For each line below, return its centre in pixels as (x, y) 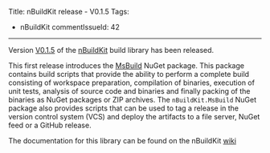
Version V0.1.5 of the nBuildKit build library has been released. (111, 50)
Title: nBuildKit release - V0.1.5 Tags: (69, 12)
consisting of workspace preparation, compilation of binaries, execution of (132, 83)
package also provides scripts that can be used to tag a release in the (124, 108)
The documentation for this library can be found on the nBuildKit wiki (123, 141)
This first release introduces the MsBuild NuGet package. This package (127, 66)
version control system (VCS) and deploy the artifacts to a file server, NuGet (134, 117)
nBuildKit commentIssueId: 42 (70, 27)
